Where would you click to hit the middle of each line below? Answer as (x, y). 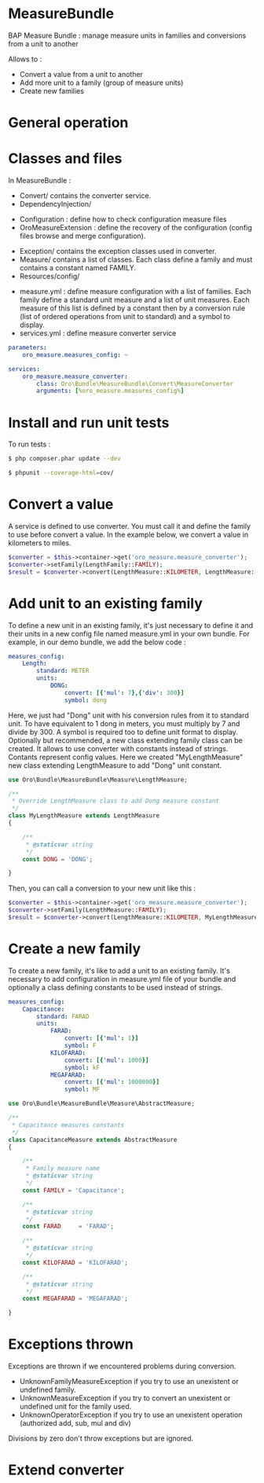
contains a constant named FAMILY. (77, 268)
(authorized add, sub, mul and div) (75, 1423)
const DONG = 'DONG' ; (57, 859)
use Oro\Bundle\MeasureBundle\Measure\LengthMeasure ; (98, 780)
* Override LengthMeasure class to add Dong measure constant (115, 801)
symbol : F (80, 1046)
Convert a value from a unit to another (81, 74)
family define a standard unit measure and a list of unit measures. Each (134, 300)
